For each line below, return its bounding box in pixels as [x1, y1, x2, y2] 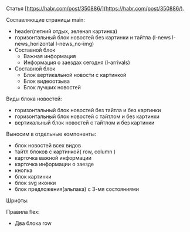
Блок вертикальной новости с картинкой [23, 72, 127, 78]
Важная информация [23, 53, 76, 59]
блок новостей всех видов [14, 142, 81, 149]
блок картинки [14, 173, 52, 180]
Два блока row [14, 220, 52, 227]
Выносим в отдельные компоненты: [6, 130, 97, 137]
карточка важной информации [14, 154, 92, 161]
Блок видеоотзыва [23, 78, 70, 85]
